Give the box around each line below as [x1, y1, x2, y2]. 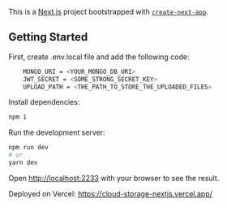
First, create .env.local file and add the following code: [8, 52, 190, 62]
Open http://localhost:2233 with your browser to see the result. [8, 173, 220, 183]
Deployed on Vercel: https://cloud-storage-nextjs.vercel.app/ [8, 188, 213, 198]
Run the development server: [8, 127, 105, 137]
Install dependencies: [8, 97, 80, 107]
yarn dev [8, 158, 38, 167]
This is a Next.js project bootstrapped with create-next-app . [8, 7, 209, 16]
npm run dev [8, 144, 49, 152]
